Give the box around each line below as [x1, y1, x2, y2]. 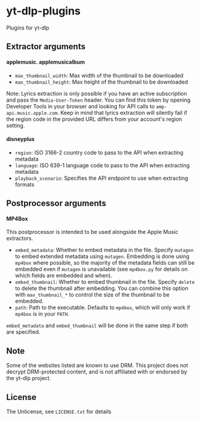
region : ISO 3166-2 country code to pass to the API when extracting [14, 149, 184, 156]
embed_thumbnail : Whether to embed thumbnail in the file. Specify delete [14, 278, 195, 286]
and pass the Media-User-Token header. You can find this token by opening [6, 96, 191, 103]
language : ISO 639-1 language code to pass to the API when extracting [14, 161, 190, 169]
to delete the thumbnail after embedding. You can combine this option [14, 284, 188, 292]
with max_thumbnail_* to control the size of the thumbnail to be [14, 291, 170, 298]
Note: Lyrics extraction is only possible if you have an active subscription [6, 90, 187, 97]
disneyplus [6, 135, 35, 143]
